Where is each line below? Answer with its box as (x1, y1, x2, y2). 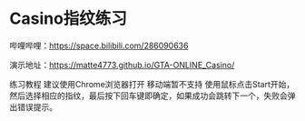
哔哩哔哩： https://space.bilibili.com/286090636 (9, 40, 189, 51)
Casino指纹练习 (9, 8, 127, 29)
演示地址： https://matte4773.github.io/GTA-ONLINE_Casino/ (9, 59, 235, 70)
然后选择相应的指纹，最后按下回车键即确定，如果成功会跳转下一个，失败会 (9, 90, 288, 101)
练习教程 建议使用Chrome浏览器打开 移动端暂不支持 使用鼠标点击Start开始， (9, 78, 295, 89)
